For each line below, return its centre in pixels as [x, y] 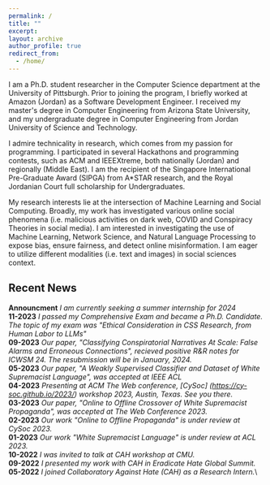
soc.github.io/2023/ [41, 394]
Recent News [43, 288]
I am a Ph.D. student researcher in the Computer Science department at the [135, 84]
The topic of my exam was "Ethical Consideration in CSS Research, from [130, 325]
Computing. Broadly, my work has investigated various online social [122, 210]
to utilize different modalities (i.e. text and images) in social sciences [122, 253]
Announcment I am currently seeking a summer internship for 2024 [122, 307]
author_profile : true [45, 46]
